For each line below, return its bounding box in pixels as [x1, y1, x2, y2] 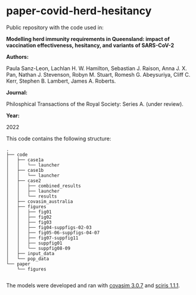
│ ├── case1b [6, 167, 44, 173]
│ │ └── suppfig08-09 [6, 245, 70, 251]
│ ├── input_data [6, 250, 55, 256]
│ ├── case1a [6, 156, 44, 163]
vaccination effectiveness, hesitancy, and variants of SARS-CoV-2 [6, 42, 175, 49]
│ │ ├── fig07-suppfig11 [6, 235, 79, 241]
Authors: [6, 53, 29, 60]
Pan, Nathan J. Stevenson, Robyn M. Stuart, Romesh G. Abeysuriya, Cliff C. [6, 71, 191, 78]
